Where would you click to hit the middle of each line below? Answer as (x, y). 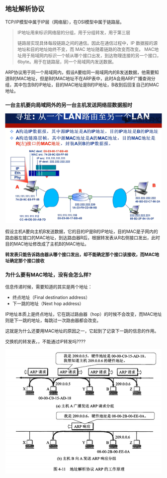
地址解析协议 (25, 9)
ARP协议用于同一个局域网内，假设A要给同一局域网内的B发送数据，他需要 (80, 72)
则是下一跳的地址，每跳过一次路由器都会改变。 (53, 320)
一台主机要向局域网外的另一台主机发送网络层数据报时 (69, 105)
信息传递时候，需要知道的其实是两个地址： (49, 287)
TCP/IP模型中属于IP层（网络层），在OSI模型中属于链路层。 (65, 22)
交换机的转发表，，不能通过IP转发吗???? (45, 341)
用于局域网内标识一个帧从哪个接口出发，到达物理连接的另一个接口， (91, 55)
